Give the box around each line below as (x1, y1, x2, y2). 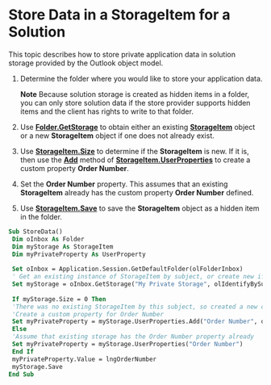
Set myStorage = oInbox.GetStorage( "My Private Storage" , (11, 280, 211, 288)
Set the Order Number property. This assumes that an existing (19, 179, 228, 189)
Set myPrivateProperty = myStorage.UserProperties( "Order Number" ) (11, 341, 244, 349)
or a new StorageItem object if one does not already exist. (19, 131, 215, 140)
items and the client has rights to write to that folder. (19, 107, 194, 116)
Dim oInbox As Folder (11, 235, 85, 243)
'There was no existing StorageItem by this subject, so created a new (11, 303, 258, 311)
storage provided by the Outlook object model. (8, 58, 164, 68)
